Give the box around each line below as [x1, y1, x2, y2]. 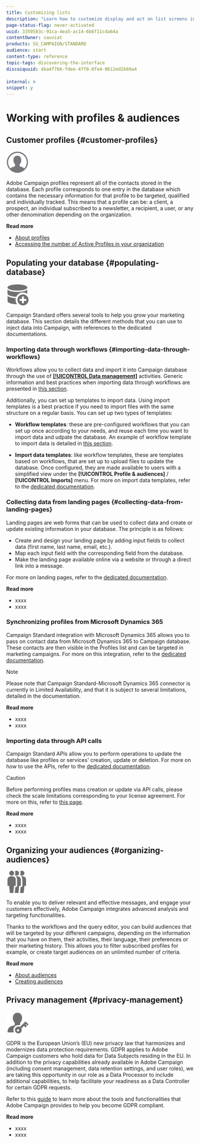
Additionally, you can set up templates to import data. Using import [6, 396, 170, 404]
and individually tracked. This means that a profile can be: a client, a [6, 198, 174, 205]
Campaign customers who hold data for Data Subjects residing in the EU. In [6, 1052, 191, 1059]
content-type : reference [6, 54, 68, 60]
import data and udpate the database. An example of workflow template [14, 433, 192, 441]
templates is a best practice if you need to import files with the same [6, 403, 174, 410]
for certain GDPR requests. [6, 1083, 73, 1091]
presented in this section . [6, 385, 68, 392]
